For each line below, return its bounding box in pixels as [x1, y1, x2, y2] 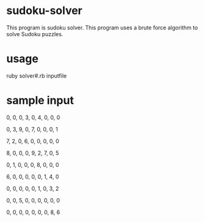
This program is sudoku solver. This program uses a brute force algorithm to [6, 24, 199, 31]
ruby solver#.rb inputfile [6, 72, 67, 80]
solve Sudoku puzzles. [6, 30, 64, 37]
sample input [6, 94, 75, 108]
